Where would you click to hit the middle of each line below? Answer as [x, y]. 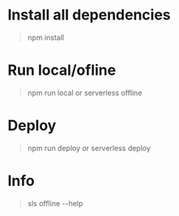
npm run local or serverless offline [85, 93]
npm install [46, 37]
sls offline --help [55, 203]
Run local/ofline [62, 70]
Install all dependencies [89, 15]
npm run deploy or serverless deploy [89, 148]
